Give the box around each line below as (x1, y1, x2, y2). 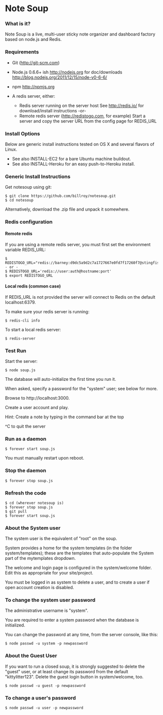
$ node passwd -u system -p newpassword (5, 641, 88, 646)
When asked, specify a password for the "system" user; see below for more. (5, 386, 158, 392)
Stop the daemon (5, 467, 47, 474)
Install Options (5, 130, 40, 137)
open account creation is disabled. (5, 585, 74, 590)
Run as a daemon (5, 435, 47, 442)
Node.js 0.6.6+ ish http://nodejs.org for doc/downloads (12, 69, 123, 75)
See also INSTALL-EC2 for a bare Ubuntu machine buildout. (12, 156, 131, 162)
